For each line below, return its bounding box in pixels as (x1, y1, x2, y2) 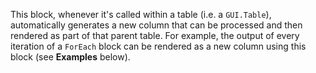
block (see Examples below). (10, 51, 131, 63)
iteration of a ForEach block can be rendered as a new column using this (10, 40, 307, 52)
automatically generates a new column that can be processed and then (10, 19, 303, 31)
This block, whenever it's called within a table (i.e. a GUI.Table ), (10, 9, 272, 20)
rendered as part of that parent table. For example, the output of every (10, 30, 300, 41)
